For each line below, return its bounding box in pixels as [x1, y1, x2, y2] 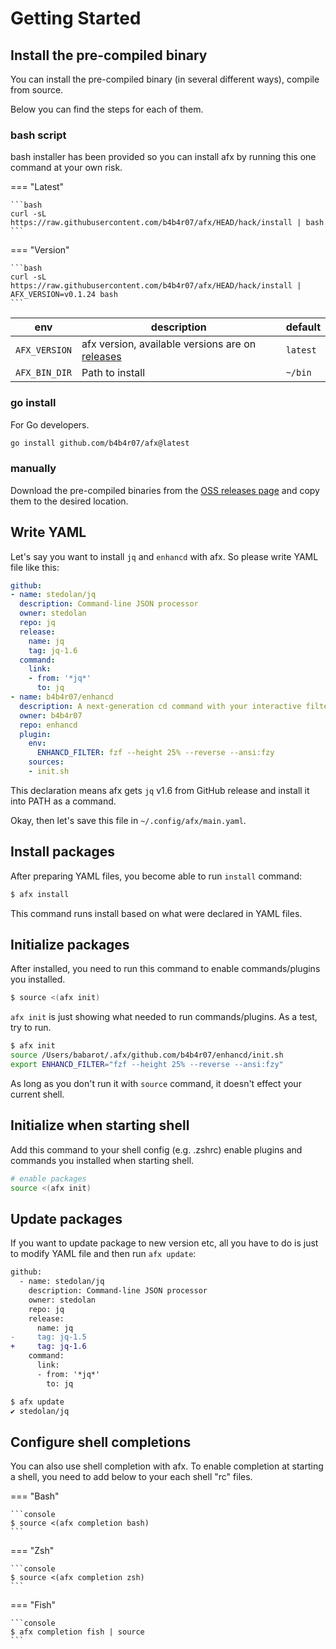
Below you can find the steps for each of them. [10, 103, 204, 115]
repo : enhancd [19, 720, 78, 730]
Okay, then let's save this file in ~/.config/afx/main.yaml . [10, 814, 247, 826]
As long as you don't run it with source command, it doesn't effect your [10, 1077, 302, 1089]
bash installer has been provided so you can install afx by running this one [10, 151, 317, 163]
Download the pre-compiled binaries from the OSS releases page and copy [10, 484, 320, 496]
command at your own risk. [10, 162, 123, 174]
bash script [10, 128, 67, 142]
